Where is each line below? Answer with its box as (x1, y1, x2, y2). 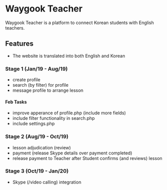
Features (5, 40, 34, 48)
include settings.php (12, 121, 55, 127)
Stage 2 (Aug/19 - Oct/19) (5, 133, 69, 140)
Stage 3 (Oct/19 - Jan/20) (5, 167, 69, 174)
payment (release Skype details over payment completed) (12, 150, 132, 156)
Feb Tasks (5, 99, 27, 105)
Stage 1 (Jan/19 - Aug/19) (5, 65, 68, 72)
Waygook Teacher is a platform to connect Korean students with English (5, 20, 154, 26)
